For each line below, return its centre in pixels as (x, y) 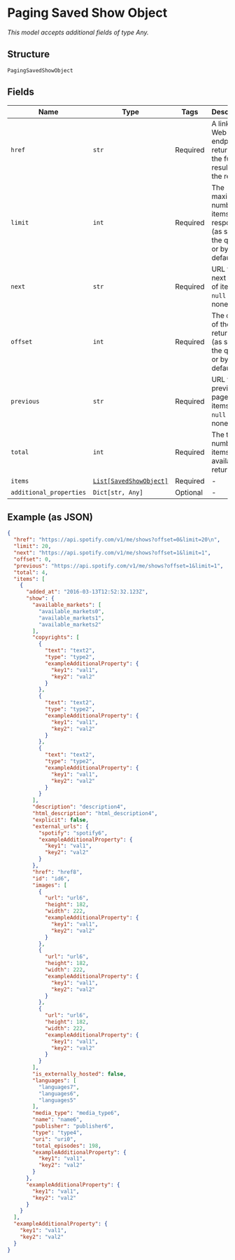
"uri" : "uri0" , (55, 1139)
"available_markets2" (70, 624)
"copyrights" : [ (56, 638)
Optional (188, 492)
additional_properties (48, 492)
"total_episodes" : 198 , (67, 1146)
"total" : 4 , (31, 573)
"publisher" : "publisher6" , (73, 1126)
